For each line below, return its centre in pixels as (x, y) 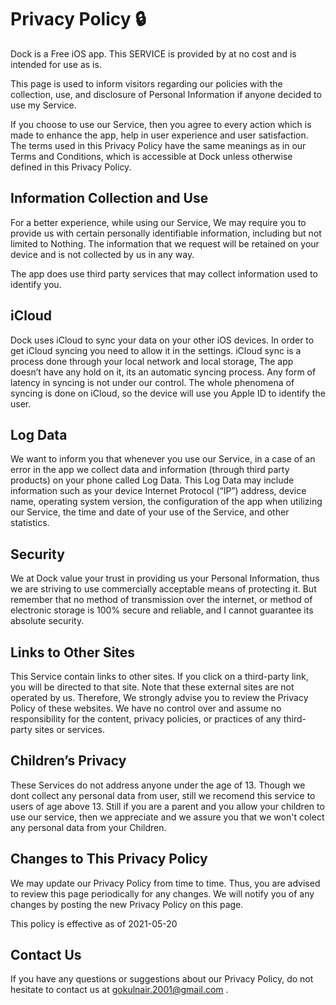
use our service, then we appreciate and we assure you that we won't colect (167, 817)
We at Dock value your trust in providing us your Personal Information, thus (165, 578)
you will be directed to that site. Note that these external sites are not (152, 687)
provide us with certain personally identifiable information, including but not (166, 233)
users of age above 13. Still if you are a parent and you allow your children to (167, 806)
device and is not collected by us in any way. (102, 254)
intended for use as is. (56, 64)
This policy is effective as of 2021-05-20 (94, 923)
